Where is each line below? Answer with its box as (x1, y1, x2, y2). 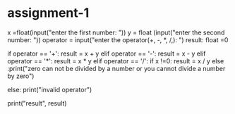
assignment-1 (7, 5, 90, 21)
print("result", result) (7, 99, 67, 107)
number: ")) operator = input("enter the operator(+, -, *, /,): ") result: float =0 (7, 35, 229, 44)
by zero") (7, 72, 35, 80)
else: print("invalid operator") (7, 85, 92, 94)
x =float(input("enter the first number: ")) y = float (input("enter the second (7, 28, 225, 37)
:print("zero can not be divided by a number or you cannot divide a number (7, 64, 226, 72)
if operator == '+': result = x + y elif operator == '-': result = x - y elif (7, 49, 206, 58)
